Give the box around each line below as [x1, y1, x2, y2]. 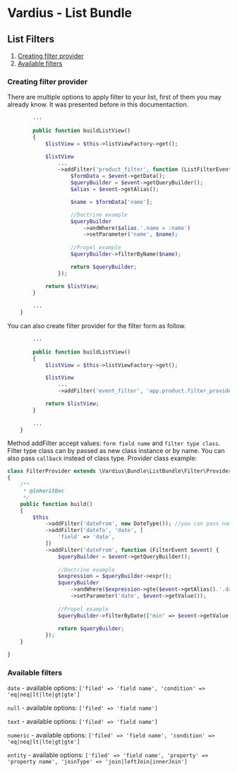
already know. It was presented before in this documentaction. [7, 100, 189, 109]
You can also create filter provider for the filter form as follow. [7, 322, 186, 330]
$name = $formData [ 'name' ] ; [70, 198, 153, 205]
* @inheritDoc [23, 488, 65, 495]
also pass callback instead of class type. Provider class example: [7, 454, 197, 463]
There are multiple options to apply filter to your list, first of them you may [7, 93, 222, 102]
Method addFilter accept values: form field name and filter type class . [7, 439, 221, 447]
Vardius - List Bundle [7, 5, 133, 21]
